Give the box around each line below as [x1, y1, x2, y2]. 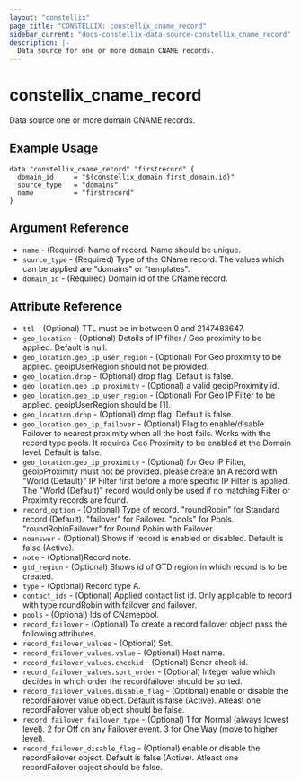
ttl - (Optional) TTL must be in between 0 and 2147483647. [22, 322, 245, 333]
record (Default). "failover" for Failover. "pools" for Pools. [22, 513, 235, 524]
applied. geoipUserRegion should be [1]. [22, 399, 172, 409]
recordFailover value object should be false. [22, 704, 185, 715]
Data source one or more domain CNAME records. [9, 115, 196, 126]
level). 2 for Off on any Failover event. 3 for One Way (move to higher [22, 724, 279, 734]
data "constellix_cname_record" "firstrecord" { [9, 164, 195, 173]
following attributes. [22, 627, 97, 638]
